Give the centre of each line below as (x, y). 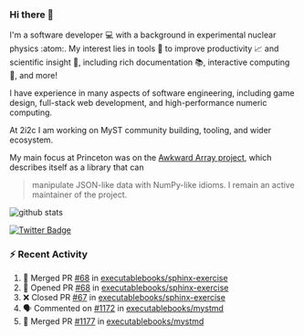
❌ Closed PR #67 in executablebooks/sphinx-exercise (124, 297)
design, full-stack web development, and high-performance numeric (138, 103)
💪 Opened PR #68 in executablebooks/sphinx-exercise (126, 288)
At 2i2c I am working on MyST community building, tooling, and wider (141, 131)
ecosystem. (31, 140)
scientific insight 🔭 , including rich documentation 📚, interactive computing (150, 62)
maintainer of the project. (79, 194)
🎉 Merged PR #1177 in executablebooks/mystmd (113, 321)
